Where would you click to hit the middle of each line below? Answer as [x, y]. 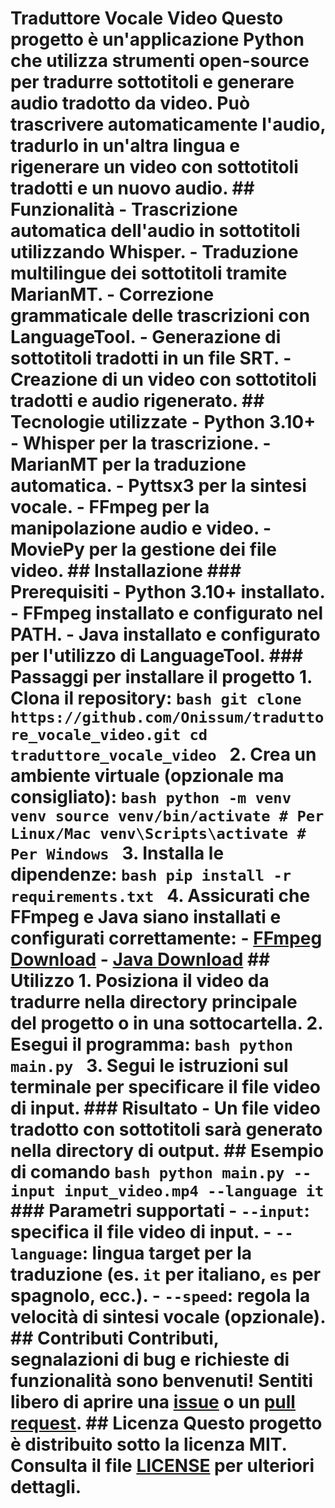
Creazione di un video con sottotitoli [163, 379]
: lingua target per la [167, 1253]
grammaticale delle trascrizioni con [160, 316]
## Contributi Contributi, [115, 1338]
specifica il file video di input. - [141, 1232]
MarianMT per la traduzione [128, 464]
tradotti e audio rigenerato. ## [137, 401]
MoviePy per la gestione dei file [143, 549]
